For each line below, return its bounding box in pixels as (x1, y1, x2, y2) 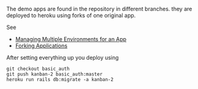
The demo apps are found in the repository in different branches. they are (6, 6, 192, 12)
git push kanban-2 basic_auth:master (6, 71, 103, 77)
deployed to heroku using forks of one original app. (6, 12, 136, 19)
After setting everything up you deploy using (6, 54, 119, 61)
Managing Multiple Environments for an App (15, 36, 127, 42)
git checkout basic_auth (6, 66, 70, 72)
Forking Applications (15, 42, 67, 49)
